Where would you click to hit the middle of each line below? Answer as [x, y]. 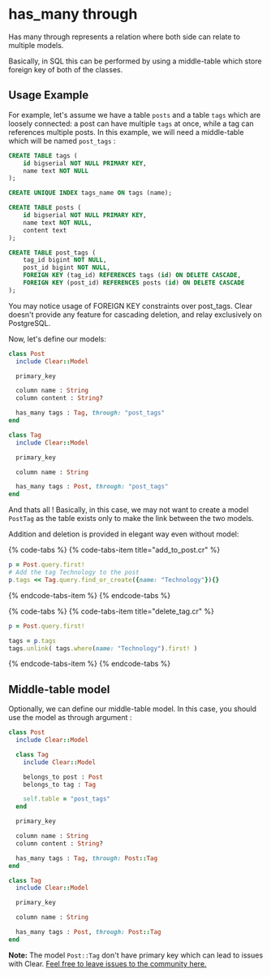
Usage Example [49, 96]
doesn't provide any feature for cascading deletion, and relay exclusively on [135, 315]
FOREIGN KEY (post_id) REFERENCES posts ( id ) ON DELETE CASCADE [134, 283]
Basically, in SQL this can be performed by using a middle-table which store [135, 61]
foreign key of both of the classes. [66, 69]
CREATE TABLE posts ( [45, 208]
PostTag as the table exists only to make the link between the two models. [131, 519]
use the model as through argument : [70, 718]
